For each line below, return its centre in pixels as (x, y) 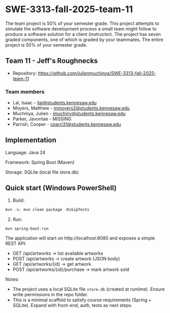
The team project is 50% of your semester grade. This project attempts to (82, 23)
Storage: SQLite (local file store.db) (42, 172)
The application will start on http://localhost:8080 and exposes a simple (80, 238)
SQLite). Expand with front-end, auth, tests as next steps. (73, 305)
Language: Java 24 (25, 152)
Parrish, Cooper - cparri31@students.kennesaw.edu (67, 124)
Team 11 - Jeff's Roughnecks (52, 61)
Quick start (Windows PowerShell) (61, 188)
